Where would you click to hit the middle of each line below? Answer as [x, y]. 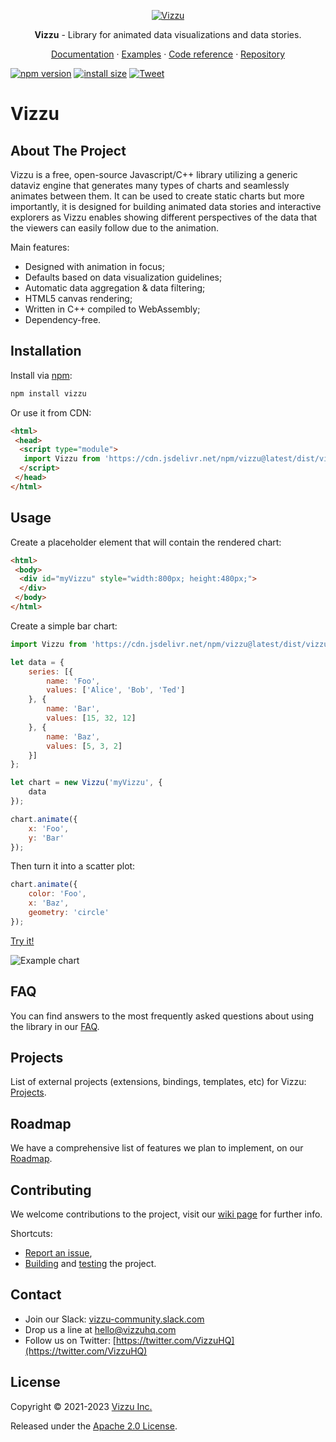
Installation [46, 351]
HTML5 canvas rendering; [78, 298]
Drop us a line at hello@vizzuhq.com [100, 1329]
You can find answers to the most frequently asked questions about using [162, 1016]
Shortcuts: [31, 1233]
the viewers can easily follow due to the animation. [114, 228]
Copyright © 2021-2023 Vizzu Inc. [81, 1406]
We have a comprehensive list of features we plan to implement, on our [157, 1148]
